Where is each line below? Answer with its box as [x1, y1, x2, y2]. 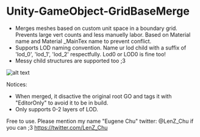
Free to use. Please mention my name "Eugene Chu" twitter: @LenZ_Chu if [6, 117, 194, 125]
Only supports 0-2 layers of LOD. [15, 105, 99, 113]
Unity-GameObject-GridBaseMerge [6, 4, 190, 18]
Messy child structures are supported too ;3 [15, 57, 126, 64]
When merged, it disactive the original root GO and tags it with [15, 92, 172, 100]
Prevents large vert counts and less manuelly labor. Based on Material [15, 31, 191, 38]
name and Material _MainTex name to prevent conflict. [15, 37, 152, 45]
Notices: [6, 81, 27, 88]
